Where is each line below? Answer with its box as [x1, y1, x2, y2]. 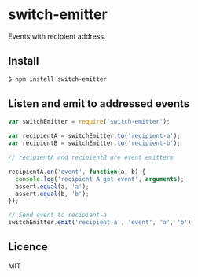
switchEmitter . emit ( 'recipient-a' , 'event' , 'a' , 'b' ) [8, 219, 192, 227]
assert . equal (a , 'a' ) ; [15, 183, 90, 190]
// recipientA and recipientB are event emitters [8, 153, 174, 162]
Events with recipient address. [8, 31, 106, 41]
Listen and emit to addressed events [8, 97, 190, 111]
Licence [8, 240, 49, 253]
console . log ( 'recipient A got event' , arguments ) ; [15, 175, 185, 183]
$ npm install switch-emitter [8, 75, 108, 83]
